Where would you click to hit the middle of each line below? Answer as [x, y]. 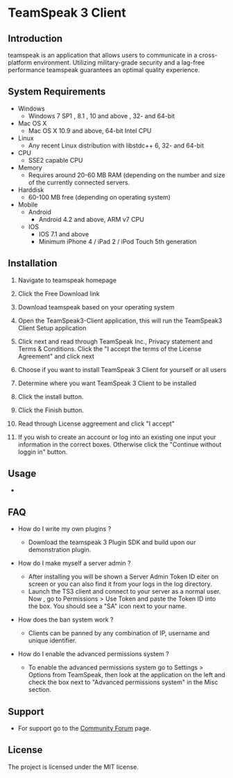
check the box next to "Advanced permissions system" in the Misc [123, 682]
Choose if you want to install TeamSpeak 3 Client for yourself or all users [122, 369]
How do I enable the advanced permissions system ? [93, 654]
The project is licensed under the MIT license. [74, 767]
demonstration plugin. [60, 550]
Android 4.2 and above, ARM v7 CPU [91, 219]
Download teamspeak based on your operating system [96, 307]
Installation [33, 263]
